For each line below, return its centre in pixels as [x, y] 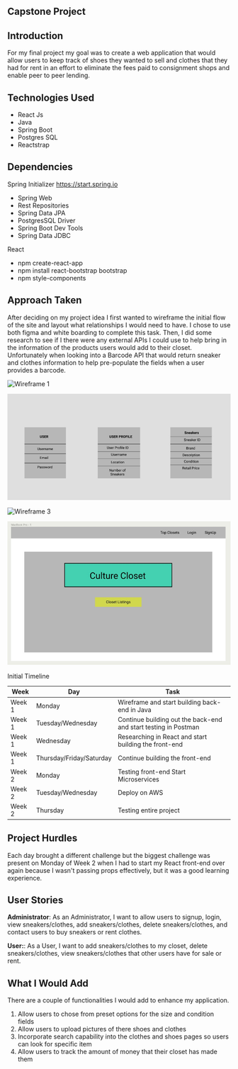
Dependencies [40, 167]
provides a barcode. [36, 370]
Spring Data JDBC [44, 235]
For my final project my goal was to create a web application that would [112, 53]
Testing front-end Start [152, 771]
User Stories [35, 900]
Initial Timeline [28, 676]
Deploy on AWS [141, 793]
